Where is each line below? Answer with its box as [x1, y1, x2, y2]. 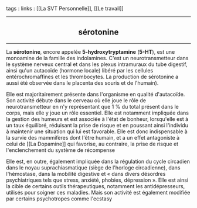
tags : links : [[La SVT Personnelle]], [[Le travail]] [6, 5, 124, 12]
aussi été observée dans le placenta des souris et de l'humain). [6, 79, 159, 86]
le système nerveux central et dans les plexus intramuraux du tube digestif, [6, 61, 188, 68]
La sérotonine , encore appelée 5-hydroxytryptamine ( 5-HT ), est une [6, 48, 175, 55]
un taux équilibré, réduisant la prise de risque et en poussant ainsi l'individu [6, 122, 189, 129]
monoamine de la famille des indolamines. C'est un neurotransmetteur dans [6, 54, 189, 61]
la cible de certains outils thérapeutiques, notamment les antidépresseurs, [6, 182, 185, 189]
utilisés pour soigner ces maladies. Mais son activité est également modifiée [6, 189, 191, 196]
